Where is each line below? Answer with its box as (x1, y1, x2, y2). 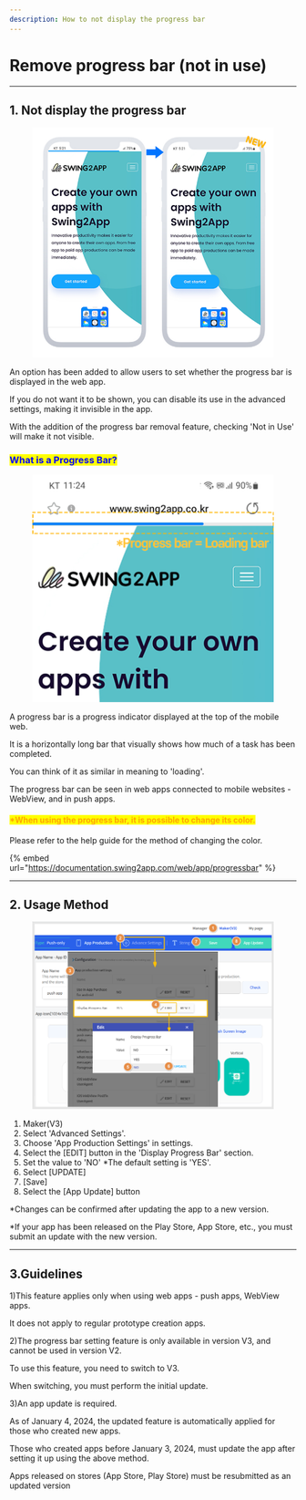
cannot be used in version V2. (9, 1345, 122, 1356)
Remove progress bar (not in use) (9, 55, 267, 76)
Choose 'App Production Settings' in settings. (22, 1138, 194, 1149)
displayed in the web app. (9, 376, 107, 387)
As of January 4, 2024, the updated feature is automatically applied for (9, 1416, 276, 1427)
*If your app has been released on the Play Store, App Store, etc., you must (9, 1222, 293, 1233)
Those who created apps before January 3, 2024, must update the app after (9, 1443, 296, 1454)
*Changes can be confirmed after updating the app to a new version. (9, 1204, 270, 1215)
